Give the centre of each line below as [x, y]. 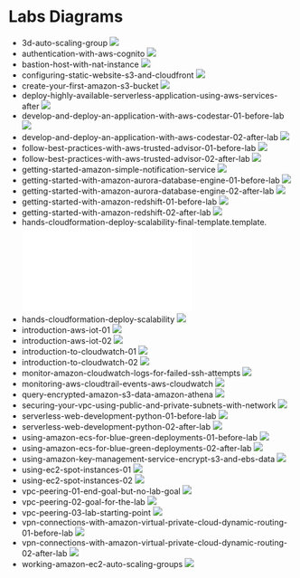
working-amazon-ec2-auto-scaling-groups [102, 564]
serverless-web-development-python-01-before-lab [119, 416]
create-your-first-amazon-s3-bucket [90, 85]
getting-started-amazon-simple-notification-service [118, 169]
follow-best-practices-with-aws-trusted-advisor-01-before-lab [139, 147]
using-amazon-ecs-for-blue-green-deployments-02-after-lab [136, 448]
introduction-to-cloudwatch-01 [79, 351]
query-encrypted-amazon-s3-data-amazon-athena [117, 394]
